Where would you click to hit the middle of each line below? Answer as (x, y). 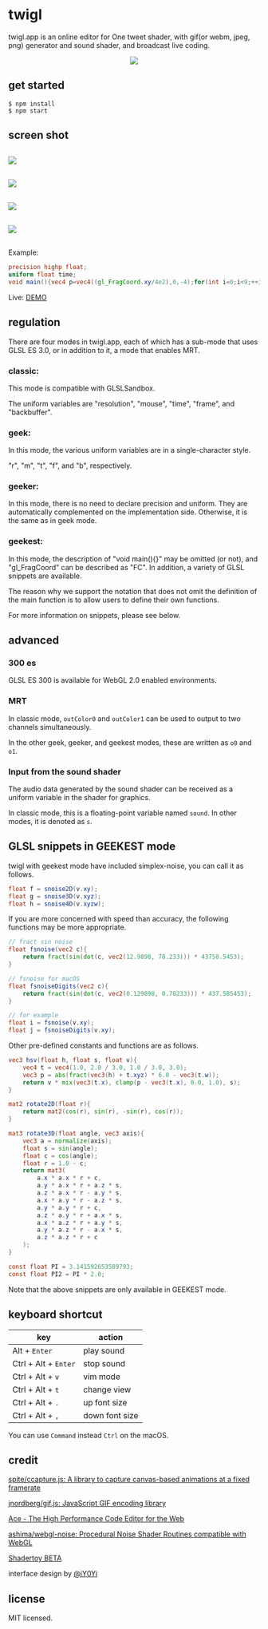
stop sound (104, 1363)
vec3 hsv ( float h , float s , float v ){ (73, 1060)
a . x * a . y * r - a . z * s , (80, 1200)
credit (23, 1460)
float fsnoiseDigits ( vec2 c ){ (59, 986)
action (111, 1337)
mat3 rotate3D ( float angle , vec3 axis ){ (77, 1134)
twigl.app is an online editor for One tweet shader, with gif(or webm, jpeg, (129, 37)
